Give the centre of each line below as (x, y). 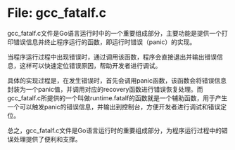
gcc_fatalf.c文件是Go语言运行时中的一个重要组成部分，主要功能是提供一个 (114, 33)
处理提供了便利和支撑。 (47, 139)
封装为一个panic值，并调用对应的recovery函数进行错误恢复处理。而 (105, 89)
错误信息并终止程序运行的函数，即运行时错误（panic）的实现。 (104, 42)
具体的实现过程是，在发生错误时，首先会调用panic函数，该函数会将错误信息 (117, 80)
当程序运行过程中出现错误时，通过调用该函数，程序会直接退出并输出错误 (112, 57)
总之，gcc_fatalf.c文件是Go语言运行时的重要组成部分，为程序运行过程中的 (114, 130)
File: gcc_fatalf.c (57, 13)
